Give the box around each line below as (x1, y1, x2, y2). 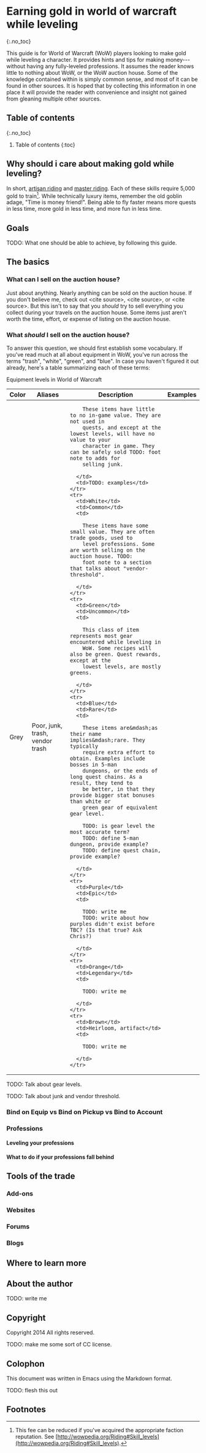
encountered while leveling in (69, 639, 161, 646)
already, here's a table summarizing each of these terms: (6, 364, 150, 371)
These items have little (82, 406, 155, 413)
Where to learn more (6, 1258, 87, 1268)
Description (97, 390, 134, 399)
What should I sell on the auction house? (6, 330, 130, 339)
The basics (6, 257, 50, 267)
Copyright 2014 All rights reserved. (6, 1329, 95, 1337)
